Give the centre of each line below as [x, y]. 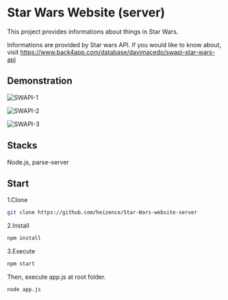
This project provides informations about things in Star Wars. [93, 32]
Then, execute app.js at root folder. [56, 277]
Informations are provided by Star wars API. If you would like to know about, [114, 45]
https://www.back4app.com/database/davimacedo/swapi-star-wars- [118, 52]
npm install [24, 238]
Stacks [22, 146]
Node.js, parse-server [38, 162]
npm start [21, 264]
